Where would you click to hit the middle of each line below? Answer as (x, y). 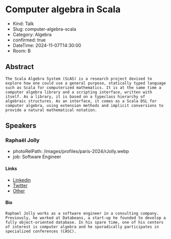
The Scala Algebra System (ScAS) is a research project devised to (79, 79)
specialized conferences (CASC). (41, 231)
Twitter (20, 185)
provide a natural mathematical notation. (51, 110)
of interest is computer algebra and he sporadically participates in (82, 227)
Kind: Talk (23, 24)
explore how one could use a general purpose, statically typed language (86, 83)
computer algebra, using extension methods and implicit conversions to (84, 105)
